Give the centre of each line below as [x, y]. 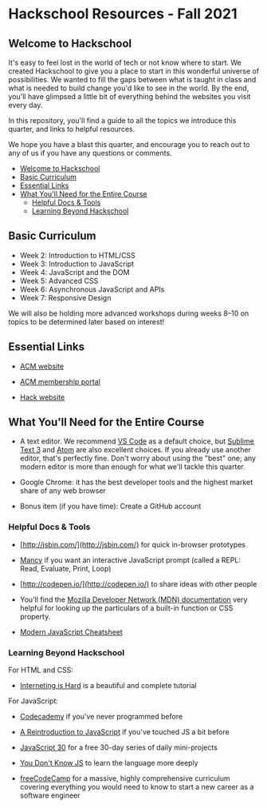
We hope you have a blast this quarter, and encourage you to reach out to [129, 144]
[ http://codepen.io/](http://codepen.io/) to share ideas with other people [138, 583]
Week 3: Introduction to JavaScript [77, 264]
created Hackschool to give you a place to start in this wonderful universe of [134, 71]
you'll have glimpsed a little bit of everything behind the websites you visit [130, 96]
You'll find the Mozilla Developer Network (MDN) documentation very [133, 599]
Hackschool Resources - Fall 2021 [123, 14]
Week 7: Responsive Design [65, 297]
